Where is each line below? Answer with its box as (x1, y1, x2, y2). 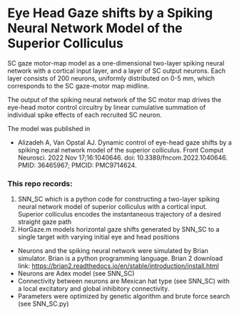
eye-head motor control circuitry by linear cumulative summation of (7, 103, 206, 111)
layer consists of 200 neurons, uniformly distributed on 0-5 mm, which (7, 73, 215, 83)
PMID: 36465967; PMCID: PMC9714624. (17, 160, 137, 169)
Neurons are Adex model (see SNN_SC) (17, 269, 135, 278)
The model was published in (7, 124, 91, 133)
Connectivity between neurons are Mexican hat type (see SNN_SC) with (17, 277, 230, 286)
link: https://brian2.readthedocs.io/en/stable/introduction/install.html (17, 262, 219, 270)
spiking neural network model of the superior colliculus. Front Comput (17, 145, 224, 154)
